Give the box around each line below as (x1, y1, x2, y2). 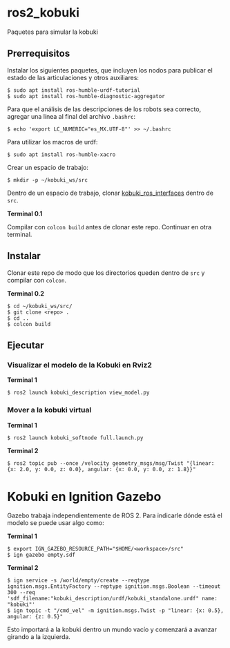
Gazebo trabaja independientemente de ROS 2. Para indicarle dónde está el (7, 511, 222, 520)
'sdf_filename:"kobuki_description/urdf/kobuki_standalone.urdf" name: (7, 595, 218, 602)
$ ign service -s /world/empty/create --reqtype (7, 577, 150, 584)
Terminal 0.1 (7, 209, 43, 218)
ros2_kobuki (7, 5, 80, 21)
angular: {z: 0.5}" (7, 613, 64, 620)
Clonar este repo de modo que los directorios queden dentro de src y (7, 268, 205, 277)
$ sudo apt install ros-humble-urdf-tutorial (7, 86, 140, 94)
